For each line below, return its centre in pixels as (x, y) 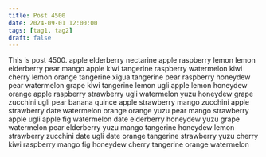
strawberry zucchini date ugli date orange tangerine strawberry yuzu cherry (133, 136)
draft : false (30, 38)
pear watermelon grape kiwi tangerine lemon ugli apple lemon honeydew (128, 86)
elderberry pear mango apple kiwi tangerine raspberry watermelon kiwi (125, 69)
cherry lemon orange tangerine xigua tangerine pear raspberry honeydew (129, 77)
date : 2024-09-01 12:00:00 (53, 23)
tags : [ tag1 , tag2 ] (41, 30)
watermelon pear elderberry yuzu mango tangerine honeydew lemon (121, 128)
